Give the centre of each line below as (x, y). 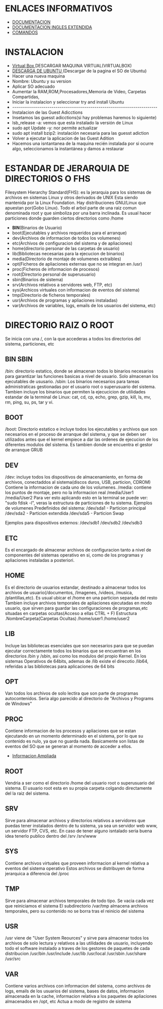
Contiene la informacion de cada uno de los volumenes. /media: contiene (78, 487)
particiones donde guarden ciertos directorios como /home (64, 218)
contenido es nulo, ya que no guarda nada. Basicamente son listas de (75, 741)
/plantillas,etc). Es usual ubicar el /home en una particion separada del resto (81, 597)
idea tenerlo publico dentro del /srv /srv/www (51, 836)
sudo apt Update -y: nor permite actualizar (55, 128)
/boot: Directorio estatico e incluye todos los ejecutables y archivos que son (81, 429)
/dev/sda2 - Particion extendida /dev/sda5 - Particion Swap (64, 514)
